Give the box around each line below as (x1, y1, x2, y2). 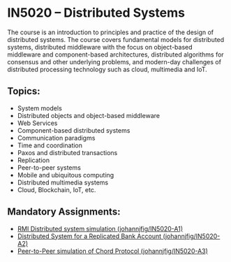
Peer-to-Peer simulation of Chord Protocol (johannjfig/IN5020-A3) (17, 247, 208, 255)
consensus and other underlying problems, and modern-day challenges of (7, 57, 222, 66)
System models (17, 103, 63, 112)
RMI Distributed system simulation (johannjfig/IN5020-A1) (17, 224, 184, 233)
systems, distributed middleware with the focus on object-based (7, 43, 193, 51)
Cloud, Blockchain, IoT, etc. (17, 185, 96, 194)
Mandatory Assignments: (7, 206, 121, 218)
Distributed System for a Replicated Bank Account (17, 232, 162, 240)
